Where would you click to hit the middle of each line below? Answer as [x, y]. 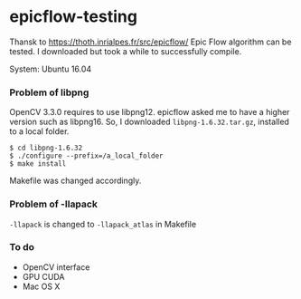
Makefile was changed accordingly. [75, 181]
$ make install [38, 164]
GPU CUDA [43, 276]
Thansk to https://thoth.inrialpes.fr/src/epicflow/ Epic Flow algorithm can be [150, 42]
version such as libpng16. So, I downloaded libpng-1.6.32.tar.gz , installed [149, 122]
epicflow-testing [74, 17]
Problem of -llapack [53, 204]
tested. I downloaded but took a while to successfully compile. [126, 51]
